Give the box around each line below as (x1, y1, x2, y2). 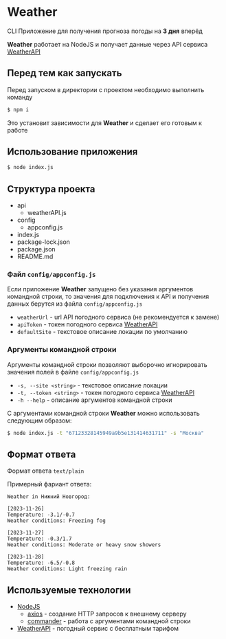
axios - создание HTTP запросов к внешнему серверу (27, 609, 187, 618)
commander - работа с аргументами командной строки (27, 617, 191, 625)
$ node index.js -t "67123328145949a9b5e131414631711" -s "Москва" (7, 429, 205, 436)
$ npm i (7, 106, 30, 113)
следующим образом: (7, 416, 72, 425)
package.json (16, 245, 56, 254)
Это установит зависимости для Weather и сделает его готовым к (7, 118, 203, 127)
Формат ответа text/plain (7, 467, 84, 475)
